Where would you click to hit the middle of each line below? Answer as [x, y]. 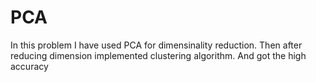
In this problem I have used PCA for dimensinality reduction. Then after [156, 45]
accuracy [29, 66]
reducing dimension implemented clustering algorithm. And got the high [158, 55]
